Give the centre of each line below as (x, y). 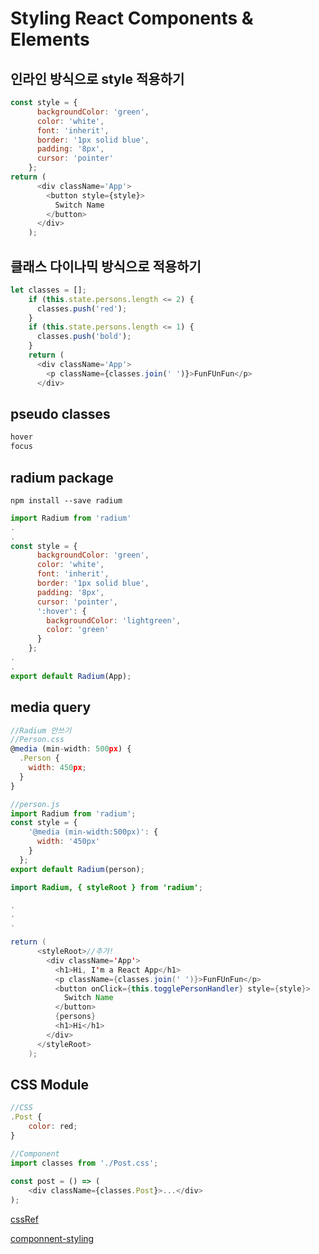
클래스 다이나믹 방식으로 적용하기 (106, 266)
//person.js (35, 804)
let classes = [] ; (48, 290)
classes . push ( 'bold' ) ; (84, 337)
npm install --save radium (66, 500)
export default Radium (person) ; (77, 869)
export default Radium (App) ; (71, 676)
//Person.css (37, 740)
